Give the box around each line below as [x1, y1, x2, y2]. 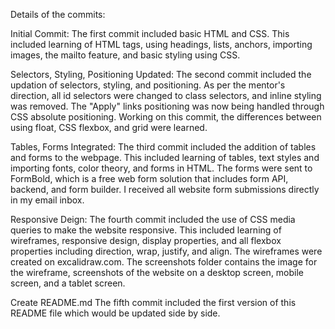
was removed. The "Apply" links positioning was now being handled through [10, 100, 325, 112]
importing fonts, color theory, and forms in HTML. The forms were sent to [10, 162, 313, 174]
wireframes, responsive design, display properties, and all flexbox [10, 235, 282, 246]
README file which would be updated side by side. [10, 307, 221, 319]
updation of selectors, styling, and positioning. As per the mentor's [10, 79, 286, 91]
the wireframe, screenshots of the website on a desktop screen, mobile [10, 267, 305, 278]
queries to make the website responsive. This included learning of [10, 224, 282, 236]
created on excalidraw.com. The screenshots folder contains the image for [10, 256, 318, 268]
